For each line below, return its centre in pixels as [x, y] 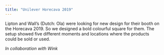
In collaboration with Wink [31, 48]
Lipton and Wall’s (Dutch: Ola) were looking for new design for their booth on [82, 23]
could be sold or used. [28, 39]
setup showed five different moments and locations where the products [77, 34]
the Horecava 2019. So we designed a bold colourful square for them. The [80, 28]
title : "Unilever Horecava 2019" [39, 9]
